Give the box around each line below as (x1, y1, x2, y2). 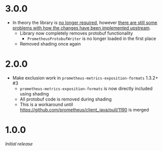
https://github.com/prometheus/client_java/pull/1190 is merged (19, 106, 150, 112)
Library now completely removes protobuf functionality (19, 30, 133, 36)
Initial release (5, 140, 33, 146)
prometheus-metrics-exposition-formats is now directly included (19, 85, 153, 91)
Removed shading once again (19, 40, 81, 46)
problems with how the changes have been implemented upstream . (12, 24, 151, 30)
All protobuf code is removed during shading (19, 96, 112, 102)
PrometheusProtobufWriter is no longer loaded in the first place (27, 35, 156, 41)
